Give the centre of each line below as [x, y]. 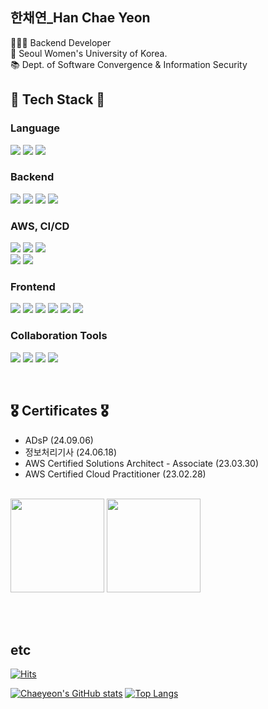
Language [35, 128]
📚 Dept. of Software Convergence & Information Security [129, 64]
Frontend [33, 287]
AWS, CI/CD [40, 226]
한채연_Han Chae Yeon [80, 18]
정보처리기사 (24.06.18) [71, 452]
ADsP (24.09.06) [59, 440]
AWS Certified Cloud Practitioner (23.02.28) [115, 474]
